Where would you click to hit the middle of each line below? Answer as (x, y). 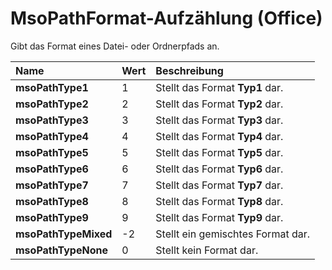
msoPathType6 (52, 169)
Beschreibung (189, 70)
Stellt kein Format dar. (207, 250)
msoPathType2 (52, 104)
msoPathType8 (52, 201)
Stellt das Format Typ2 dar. (219, 104)
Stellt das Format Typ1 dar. (219, 87)
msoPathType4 (52, 136)
